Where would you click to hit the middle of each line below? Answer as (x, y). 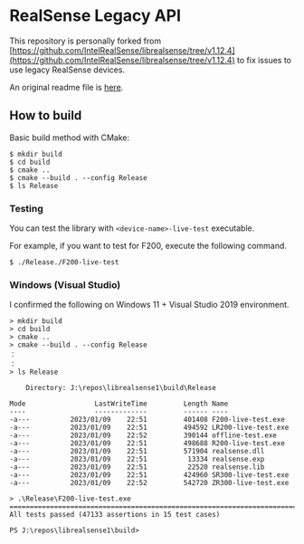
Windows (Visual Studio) (65, 284)
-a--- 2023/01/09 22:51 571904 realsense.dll (137, 452)
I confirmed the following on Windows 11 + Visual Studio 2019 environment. (149, 305)
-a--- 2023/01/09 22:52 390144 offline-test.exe (143, 435)
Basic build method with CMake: (70, 138)
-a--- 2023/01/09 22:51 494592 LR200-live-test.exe (149, 428)
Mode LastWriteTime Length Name (119, 404)
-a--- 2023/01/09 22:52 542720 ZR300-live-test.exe (149, 483)
